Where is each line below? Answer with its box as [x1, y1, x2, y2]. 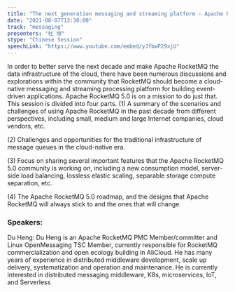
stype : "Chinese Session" [7, 36, 83, 44]
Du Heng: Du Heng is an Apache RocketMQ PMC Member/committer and [7, 233, 218, 242]
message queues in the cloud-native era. [7, 143, 126, 151]
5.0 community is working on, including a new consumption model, [7, 164, 201, 172]
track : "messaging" [7, 23, 64, 30]
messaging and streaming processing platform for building [26, 85, 195, 93]
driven [7, 92, 26, 100]
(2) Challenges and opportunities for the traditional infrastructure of [7, 135, 202, 144]
